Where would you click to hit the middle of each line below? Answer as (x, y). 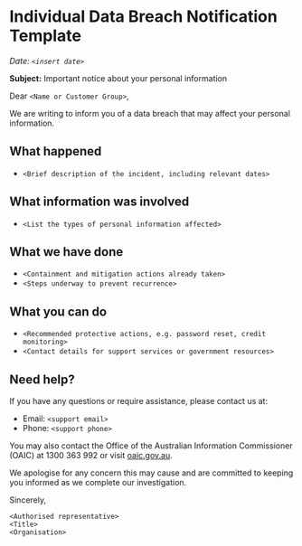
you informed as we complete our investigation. (98, 482)
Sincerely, (28, 500)
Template (45, 36)
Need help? (42, 379)
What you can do (58, 311)
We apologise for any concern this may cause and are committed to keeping (151, 473)
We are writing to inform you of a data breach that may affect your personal (150, 113)
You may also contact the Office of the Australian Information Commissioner (151, 446)
